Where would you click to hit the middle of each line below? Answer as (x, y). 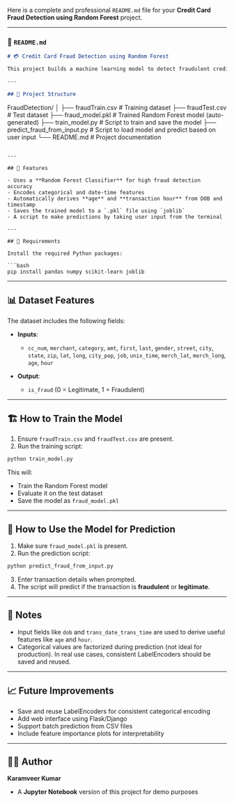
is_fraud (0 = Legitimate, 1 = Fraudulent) (86, 389)
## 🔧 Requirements (34, 241)
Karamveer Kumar (34, 779)
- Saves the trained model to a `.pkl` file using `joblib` (96, 211)
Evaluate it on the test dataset (60, 493)
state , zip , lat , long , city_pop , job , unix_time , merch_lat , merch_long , (127, 355)
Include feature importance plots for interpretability (91, 733)
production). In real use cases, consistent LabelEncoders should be (114, 654)
